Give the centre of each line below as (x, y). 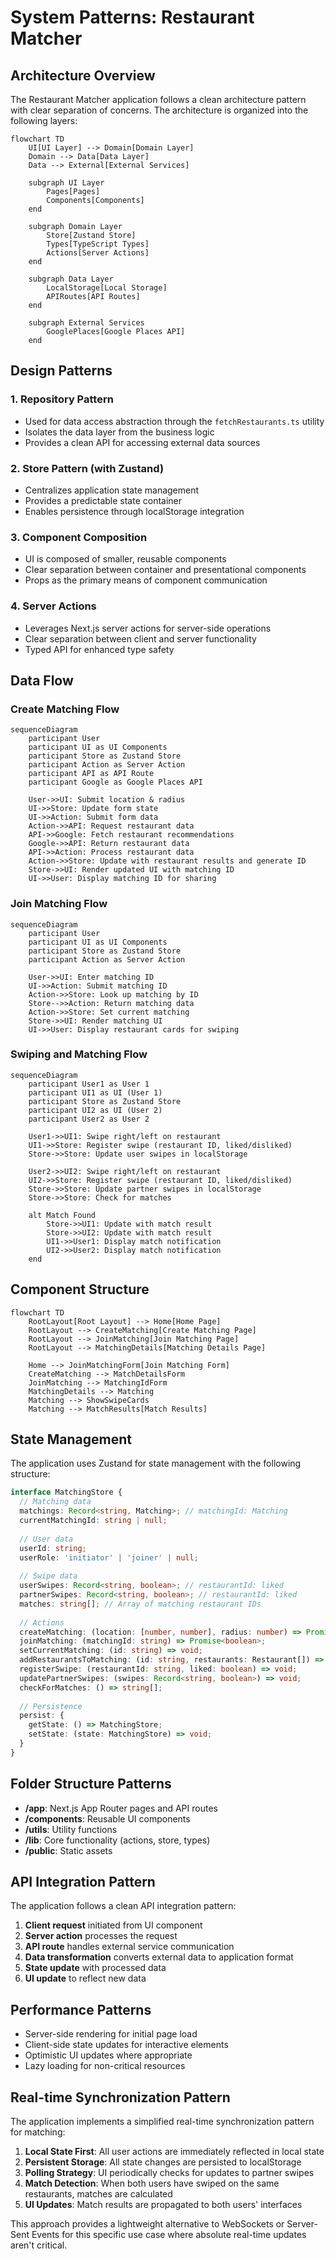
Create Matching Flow (65, 709)
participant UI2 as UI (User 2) (95, 1110)
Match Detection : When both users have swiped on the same (152, 2183)
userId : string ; (53, 1548)
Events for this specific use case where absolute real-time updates (169, 2235)
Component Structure (80, 1289)
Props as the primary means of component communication (146, 580)
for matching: (38, 2132)
